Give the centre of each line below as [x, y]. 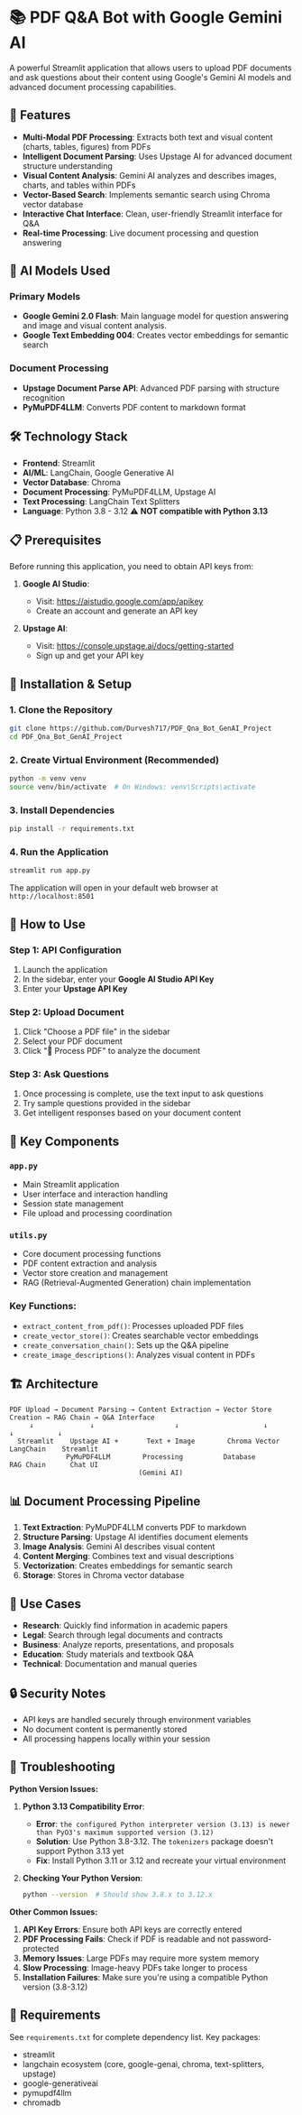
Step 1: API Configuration [65, 950]
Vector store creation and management [95, 1273]
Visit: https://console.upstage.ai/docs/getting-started [135, 646]
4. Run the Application [59, 852]
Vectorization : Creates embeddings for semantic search [127, 1565]
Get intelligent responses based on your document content [132, 1113]
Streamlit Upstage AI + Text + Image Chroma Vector [149, 1441]
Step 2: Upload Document [67, 1011]
